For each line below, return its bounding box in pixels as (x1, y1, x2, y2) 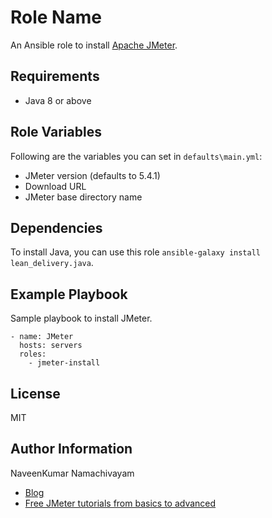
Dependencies (10, 219, 103, 236)
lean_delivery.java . (10, 257, 94, 269)
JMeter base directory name (24, 191, 143, 203)
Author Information (10, 441, 133, 458)
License (10, 385, 61, 402)
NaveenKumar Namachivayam (10, 467, 135, 479)
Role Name (10, 6, 102, 29)
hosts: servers (19, 341, 83, 351)
